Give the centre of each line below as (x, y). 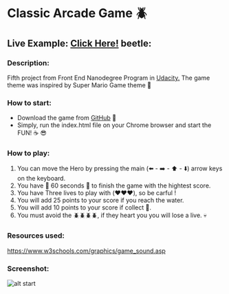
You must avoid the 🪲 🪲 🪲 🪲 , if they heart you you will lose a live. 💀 (112, 215)
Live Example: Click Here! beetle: (79, 43)
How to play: (29, 153)
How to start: (29, 102)
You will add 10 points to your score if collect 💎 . (84, 207)
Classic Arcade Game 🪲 (77, 13)
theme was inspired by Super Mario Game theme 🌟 (79, 85)
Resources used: (36, 236)
